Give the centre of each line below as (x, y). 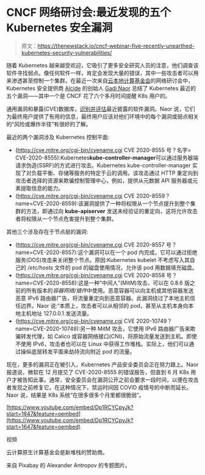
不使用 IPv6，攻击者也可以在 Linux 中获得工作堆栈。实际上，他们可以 (102, 344)
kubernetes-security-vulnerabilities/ (67, 53)
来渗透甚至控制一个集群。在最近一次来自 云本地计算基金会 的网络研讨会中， (100, 81)
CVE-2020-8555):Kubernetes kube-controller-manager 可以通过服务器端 (107, 158)
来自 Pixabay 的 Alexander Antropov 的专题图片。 (68, 465)
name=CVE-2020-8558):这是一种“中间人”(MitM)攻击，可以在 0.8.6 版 (103, 283)
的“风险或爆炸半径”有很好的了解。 (49, 124)
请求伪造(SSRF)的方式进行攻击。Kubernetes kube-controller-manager (103, 165)
